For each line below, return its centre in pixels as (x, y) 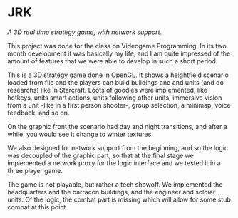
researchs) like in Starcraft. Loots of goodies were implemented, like (108, 90)
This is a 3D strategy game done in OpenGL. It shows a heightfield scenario (118, 75)
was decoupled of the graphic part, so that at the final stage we (100, 155)
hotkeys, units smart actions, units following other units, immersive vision (115, 98)
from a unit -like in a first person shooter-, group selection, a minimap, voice (119, 105)
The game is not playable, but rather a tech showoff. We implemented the (115, 184)
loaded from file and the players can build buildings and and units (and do (116, 82)
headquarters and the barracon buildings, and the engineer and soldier (112, 192)
